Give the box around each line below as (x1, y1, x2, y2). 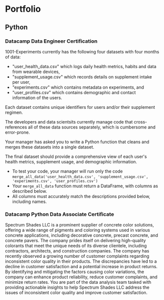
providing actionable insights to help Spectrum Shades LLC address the (5, 284, 150, 290)
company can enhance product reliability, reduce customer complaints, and (5, 274, 158, 280)
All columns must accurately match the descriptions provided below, (12, 193, 150, 199)
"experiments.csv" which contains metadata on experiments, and (12, 84, 144, 90)
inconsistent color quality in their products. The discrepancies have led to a (5, 258, 157, 264)
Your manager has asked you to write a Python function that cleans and (5, 139, 149, 145)
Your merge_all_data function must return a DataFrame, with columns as (12, 183, 158, 189)
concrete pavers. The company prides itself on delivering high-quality (5, 238, 146, 244)
